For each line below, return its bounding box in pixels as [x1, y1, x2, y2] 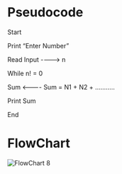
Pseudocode [7, 4, 84, 21]
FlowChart [7, 136, 71, 151]
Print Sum [7, 97, 37, 105]
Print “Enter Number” [7, 41, 70, 50]
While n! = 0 [7, 69, 43, 77]
